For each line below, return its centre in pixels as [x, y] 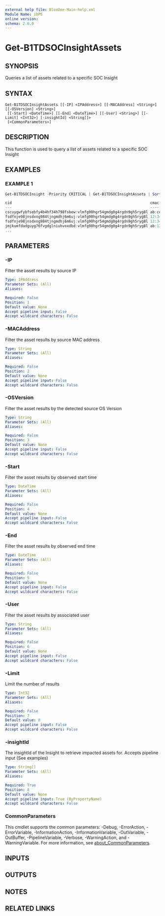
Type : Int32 [17, 693]
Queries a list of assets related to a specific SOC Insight [61, 78]
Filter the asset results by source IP [41, 271]
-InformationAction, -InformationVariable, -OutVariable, [90, 832]
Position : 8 [17, 790]
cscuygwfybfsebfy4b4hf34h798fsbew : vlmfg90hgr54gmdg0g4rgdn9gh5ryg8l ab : [81, 212]
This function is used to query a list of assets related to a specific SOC [76, 149]
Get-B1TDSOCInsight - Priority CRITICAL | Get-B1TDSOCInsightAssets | [78, 194]
